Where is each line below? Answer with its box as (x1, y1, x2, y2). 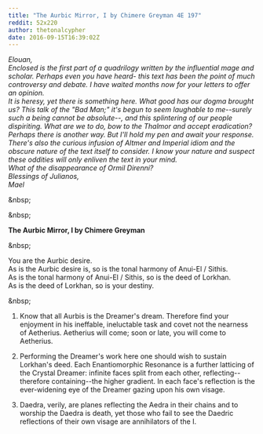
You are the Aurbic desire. (8, 256, 93, 265)
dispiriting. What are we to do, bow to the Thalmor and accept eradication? (8, 122, 253, 131)
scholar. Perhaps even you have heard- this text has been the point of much (8, 71, 255, 81)
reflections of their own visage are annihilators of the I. (19, 417, 197, 426)
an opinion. (8, 88, 45, 98)
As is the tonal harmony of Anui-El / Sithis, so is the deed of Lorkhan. (8, 272, 232, 283)
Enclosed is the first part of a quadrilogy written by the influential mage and (8, 64, 254, 73)
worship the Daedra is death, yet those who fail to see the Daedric (19, 409, 234, 418)
